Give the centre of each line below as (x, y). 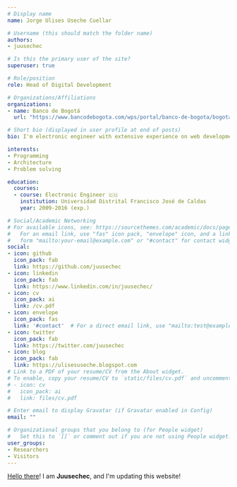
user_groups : (26, 443)
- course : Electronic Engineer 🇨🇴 (66, 195)
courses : (26, 188)
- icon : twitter (31, 332)
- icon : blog (26, 352)
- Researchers (28, 450)
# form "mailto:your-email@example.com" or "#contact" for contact (112, 241)
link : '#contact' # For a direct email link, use (90, 325)
